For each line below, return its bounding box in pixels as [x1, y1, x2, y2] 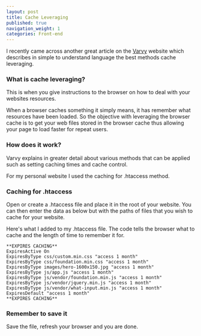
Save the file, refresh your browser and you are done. [6, 323, 139, 330]
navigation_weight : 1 [6, 25, 61, 32]
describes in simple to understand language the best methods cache [6, 54, 176, 61]
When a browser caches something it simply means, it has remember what [6, 107, 191, 114]
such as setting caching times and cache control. [6, 161, 128, 168]
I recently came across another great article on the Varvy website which [6, 47, 184, 55]
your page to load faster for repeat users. [6, 126, 109, 133]
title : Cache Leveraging [6, 14, 68, 20]
